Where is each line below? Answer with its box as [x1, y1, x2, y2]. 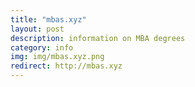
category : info [10, 42, 74, 53]
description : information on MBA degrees [10, 33, 186, 43]
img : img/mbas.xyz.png [10, 52, 105, 62]
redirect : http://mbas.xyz [10, 61, 123, 71]
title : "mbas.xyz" [10, 14, 87, 25]
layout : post [10, 24, 65, 34]
